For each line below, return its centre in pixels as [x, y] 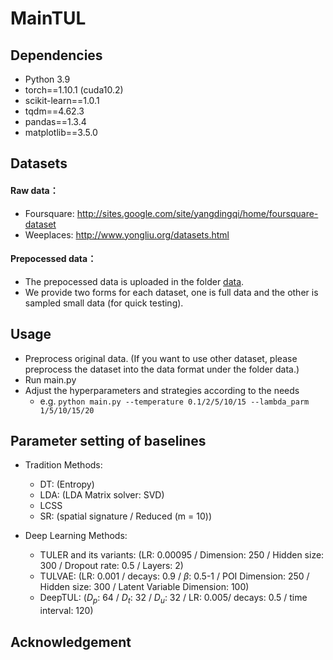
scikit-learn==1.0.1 [62, 100]
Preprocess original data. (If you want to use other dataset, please [161, 358]
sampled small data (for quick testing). [104, 303]
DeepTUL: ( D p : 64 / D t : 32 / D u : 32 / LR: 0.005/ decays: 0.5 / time [173, 599]
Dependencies [56, 55]
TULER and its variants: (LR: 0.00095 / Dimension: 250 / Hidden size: [182, 555]
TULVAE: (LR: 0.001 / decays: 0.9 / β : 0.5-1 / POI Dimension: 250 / [174, 576]
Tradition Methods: [63, 465]
